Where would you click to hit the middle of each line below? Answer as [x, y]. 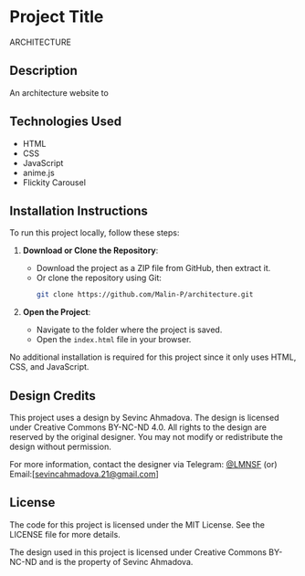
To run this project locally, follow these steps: [95, 233]
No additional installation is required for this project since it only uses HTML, [153, 357]
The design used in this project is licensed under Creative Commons [138, 552]
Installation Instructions [79, 210]
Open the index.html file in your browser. [114, 340]
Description [43, 71]
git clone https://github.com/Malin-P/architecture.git [145, 295]
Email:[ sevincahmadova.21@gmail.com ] [84, 474]
